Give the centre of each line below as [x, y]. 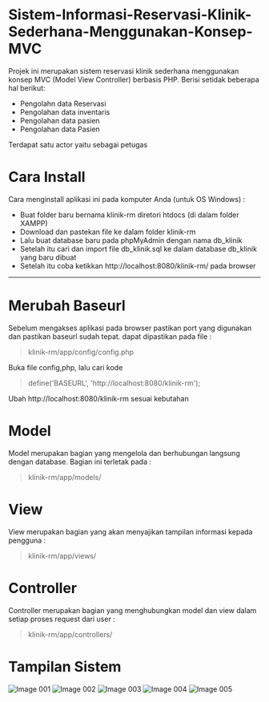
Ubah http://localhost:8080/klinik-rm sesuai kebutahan [99, 398]
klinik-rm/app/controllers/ [70, 634]
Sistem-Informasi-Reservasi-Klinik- [130, 15]
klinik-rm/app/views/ [62, 555]
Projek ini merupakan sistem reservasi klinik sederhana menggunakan [124, 71]
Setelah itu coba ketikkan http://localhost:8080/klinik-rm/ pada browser [138, 265]
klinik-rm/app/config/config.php [81, 352]
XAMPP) [34, 223]
